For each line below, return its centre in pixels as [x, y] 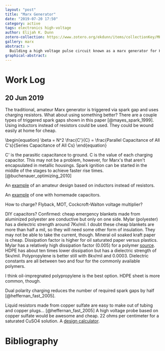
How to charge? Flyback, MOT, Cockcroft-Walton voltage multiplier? [74, 204]
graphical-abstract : [26, 55]
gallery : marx [20, 42]
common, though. [23, 281]
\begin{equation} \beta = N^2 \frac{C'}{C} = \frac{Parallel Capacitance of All [82, 140]
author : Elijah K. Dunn [29, 32]
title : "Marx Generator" [30, 14]
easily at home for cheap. [31, 130]
